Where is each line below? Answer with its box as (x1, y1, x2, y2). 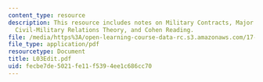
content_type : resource (8, 11, 86, 20)
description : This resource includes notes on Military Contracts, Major (8, 19, 254, 27)
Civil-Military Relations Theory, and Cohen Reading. (15, 26, 194, 34)
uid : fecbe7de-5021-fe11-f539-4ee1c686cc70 (8, 62, 153, 70)
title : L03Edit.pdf (8, 55, 72, 63)
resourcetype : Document (8, 48, 86, 55)
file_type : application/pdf (8, 41, 100, 48)
